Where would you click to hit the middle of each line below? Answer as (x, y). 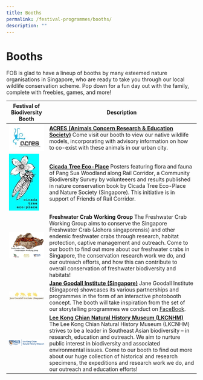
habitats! (60, 275)
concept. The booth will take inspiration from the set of (117, 302)
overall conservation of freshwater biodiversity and (113, 268)
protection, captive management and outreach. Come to (119, 243)
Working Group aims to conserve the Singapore (108, 224)
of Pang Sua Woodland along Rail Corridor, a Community (120, 173)
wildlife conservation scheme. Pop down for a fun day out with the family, (98, 86)
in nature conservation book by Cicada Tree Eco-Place (118, 186)
